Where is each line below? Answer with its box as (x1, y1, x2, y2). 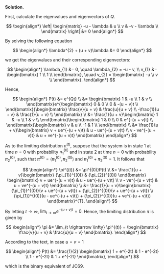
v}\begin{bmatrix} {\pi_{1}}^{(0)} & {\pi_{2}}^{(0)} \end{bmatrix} (18, 172, 146, 178)
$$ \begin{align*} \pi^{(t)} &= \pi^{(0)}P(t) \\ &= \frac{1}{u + (23, 166, 142, 172)
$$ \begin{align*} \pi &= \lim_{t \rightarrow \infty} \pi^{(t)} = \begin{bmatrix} (5, 224, 159, 230)
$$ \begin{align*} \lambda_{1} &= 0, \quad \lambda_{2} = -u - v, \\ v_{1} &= (7, 66, 158, 72)
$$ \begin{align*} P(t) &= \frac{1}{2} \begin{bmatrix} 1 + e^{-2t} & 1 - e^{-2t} (5, 248, 159, 254)
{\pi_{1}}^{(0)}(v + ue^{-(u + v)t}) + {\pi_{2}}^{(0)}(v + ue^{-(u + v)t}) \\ (11, 188, 153, 193)
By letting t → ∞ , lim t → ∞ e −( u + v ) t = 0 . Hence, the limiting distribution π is (5, 207, 154, 216)
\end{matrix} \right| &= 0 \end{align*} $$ (41, 28, 124, 34)
